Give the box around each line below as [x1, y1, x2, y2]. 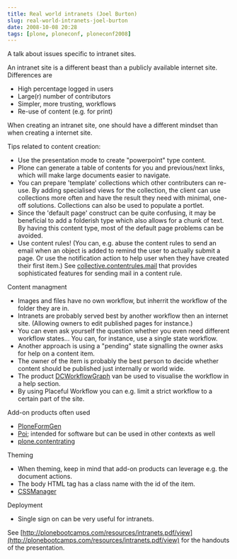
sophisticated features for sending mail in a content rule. [17, 269, 183, 277]
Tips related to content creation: [7, 143, 101, 151]
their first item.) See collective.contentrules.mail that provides [17, 262, 197, 270]
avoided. [17, 231, 44, 240]
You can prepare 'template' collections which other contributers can [17, 179, 216, 187]
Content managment [7, 283, 67, 292]
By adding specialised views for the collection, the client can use [31, 186, 221, 195]
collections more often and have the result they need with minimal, [17, 194, 212, 202]
